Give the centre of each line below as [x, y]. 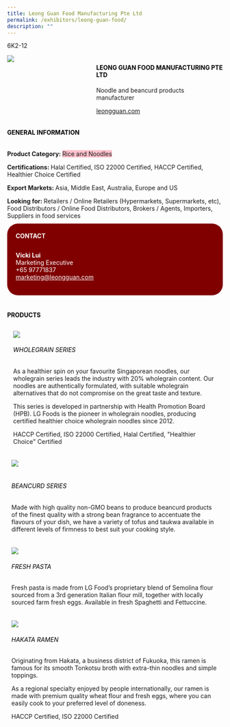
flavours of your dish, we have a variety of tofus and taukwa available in [113, 522]
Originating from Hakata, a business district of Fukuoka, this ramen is [109, 661]
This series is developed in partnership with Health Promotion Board [109, 406]
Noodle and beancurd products [140, 90]
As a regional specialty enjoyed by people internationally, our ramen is [110, 689]
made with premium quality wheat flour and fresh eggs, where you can [111, 696]
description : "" [30, 26]
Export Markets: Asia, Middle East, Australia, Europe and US [92, 188]
